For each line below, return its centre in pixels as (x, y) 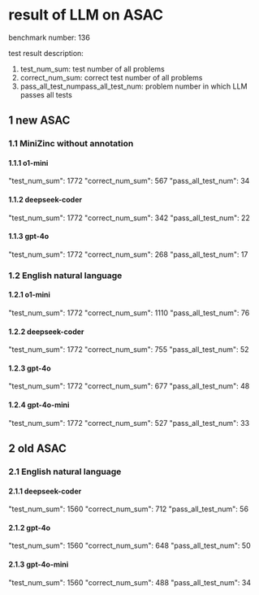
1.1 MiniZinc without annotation (71, 144)
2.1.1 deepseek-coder (45, 491)
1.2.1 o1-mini (30, 295)
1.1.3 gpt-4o (29, 237)
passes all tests (46, 94)
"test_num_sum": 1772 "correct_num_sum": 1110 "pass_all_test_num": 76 (129, 313)
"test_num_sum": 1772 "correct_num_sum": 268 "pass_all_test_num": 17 (128, 254)
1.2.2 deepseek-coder (46, 332)
